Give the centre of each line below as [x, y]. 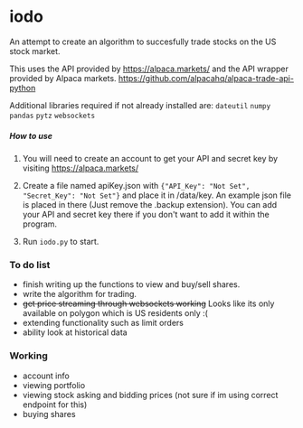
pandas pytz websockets [52, 116]
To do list [30, 265]
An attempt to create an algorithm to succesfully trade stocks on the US [143, 42]
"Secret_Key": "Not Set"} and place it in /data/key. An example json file [157, 195]
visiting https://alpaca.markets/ [80, 168]
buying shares [49, 414]
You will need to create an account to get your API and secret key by [150, 158]
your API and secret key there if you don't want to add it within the [146, 214]
